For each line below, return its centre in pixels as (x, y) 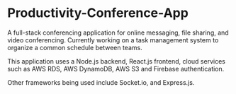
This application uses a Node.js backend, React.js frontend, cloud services (116, 61)
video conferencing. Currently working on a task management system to (113, 40)
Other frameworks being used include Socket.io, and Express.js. (101, 82)
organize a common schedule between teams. (75, 47)
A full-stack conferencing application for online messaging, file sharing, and (118, 33)
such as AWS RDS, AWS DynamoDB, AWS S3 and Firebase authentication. (116, 69)
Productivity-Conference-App (98, 13)
